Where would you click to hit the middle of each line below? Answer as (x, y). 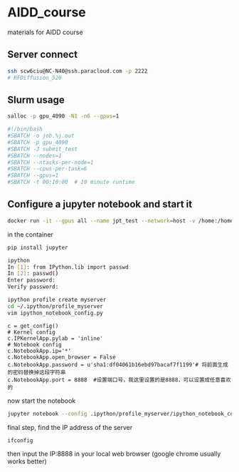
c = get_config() (33, 326)
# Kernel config (31, 332)
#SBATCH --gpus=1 (33, 175)
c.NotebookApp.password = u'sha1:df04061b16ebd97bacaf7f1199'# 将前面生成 (118, 364)
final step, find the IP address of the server (70, 427)
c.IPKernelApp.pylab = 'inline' (55, 338)
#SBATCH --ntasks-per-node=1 (51, 162)
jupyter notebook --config (47, 414)
